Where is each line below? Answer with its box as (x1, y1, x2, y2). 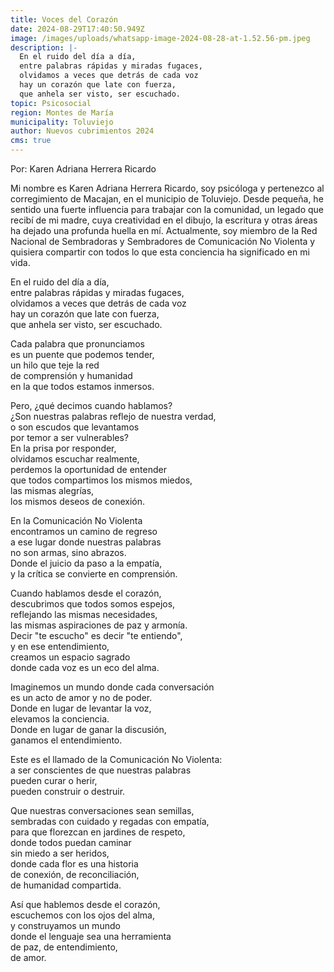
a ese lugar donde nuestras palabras (10, 536, 162, 548)
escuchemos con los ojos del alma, (10, 909, 155, 921)
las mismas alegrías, (10, 485, 95, 496)
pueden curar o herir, (10, 775, 98, 786)
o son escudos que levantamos (10, 421, 140, 433)
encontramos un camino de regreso (10, 526, 158, 537)
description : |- (10, 42, 78, 53)
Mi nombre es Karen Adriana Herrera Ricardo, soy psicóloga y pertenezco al (10, 182, 325, 194)
